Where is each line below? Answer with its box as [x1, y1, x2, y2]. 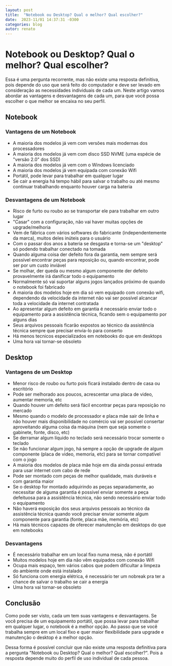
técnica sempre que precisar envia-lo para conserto [12, 328, 123, 334]
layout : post [5, 7, 33, 13]
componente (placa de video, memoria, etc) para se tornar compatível [12, 451, 161, 457]
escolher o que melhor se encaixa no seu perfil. [5, 98, 106, 104]
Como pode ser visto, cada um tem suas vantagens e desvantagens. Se [5, 612, 157, 618]
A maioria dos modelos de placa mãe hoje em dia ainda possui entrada [12, 462, 162, 468]
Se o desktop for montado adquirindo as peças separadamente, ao [12, 483, 155, 489]
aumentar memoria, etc [12, 396, 62, 402]
